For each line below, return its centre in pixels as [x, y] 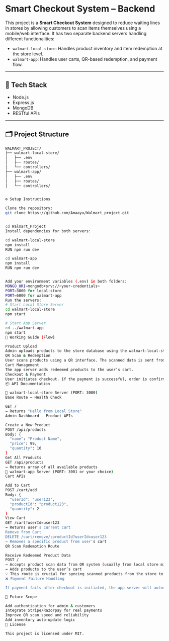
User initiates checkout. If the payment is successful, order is [76, 379]
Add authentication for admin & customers [50, 606]
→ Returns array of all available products [52, 467]
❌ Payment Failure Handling [35, 579]
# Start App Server [26, 323]
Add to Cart [18, 486]
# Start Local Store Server [35, 305]
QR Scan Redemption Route [32, 546]
